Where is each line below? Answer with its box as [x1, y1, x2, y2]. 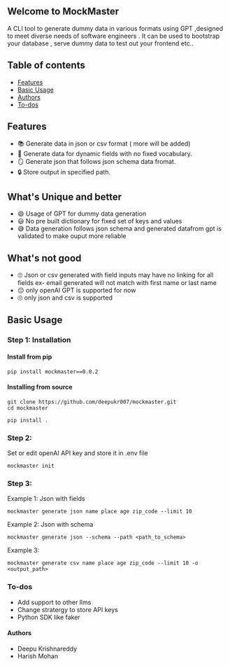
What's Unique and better [7, 190, 122, 202]
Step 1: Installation [7, 335, 71, 345]
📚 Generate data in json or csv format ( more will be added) [17, 139, 191, 148]
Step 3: [7, 479, 33, 488]
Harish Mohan [17, 651, 58, 660]
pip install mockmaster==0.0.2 [7, 368, 99, 375]
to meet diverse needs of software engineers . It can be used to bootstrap [7, 32, 220, 40]
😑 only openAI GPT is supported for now [17, 286, 136, 295]
